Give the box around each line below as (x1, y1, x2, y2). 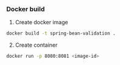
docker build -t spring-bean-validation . (6, 30, 116, 36)
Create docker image (15, 19, 68, 26)
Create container (15, 41, 58, 49)
